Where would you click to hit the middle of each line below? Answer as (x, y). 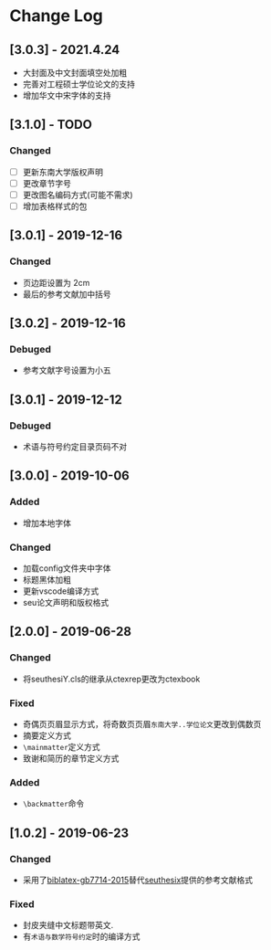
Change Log (56, 16)
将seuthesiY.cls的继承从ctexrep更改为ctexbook (111, 679)
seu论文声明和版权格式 (66, 602)
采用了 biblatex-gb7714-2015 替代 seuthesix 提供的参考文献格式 (138, 880)
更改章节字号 (47, 183)
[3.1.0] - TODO (51, 125)
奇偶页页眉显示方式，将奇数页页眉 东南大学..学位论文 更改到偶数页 (142, 723)
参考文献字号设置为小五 (67, 370)
